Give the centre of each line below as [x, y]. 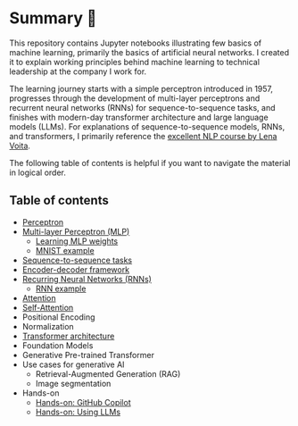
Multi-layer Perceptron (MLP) [76, 231]
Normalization [48, 326]
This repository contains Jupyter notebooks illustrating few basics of [136, 43]
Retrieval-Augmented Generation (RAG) [108, 373]
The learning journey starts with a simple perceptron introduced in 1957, [141, 88]
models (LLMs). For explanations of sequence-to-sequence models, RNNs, [147, 126]
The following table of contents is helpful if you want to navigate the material [150, 163]
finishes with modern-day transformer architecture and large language [139, 117]
